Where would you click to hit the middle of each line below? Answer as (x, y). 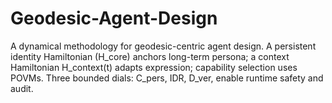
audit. (22, 88)
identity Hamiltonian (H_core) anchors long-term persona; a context (150, 56)
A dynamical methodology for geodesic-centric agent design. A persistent (163, 46)
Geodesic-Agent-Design (114, 18)
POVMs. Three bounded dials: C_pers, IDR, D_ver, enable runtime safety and (167, 78)
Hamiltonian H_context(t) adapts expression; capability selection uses (154, 67)
